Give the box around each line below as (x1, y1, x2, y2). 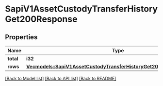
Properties (5, 33, 38, 41)
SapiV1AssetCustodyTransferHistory (5, 3, 158, 14)
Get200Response (5, 14, 78, 25)
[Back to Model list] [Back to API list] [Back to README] (5, 76, 116, 81)
